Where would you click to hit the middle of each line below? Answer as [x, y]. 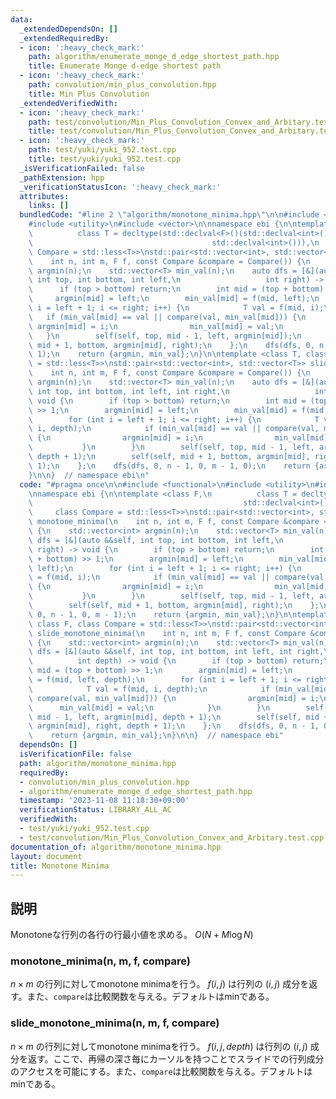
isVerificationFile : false [75, 754]
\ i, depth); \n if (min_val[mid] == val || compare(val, [174, 429]
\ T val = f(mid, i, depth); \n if [149, 689]
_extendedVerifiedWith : [68, 103]
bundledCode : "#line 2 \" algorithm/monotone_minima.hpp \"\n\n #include [169, 215]
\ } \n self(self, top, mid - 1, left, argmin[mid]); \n [165, 336]
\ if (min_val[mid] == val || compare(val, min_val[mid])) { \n [167, 317]
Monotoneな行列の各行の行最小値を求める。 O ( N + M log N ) [132, 935]
